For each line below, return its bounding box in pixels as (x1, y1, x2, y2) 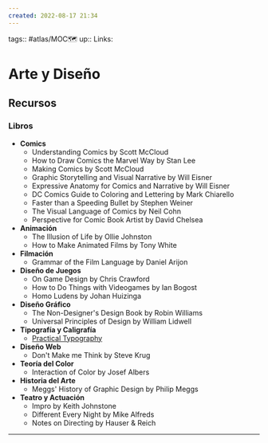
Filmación (19, 249, 53, 258)
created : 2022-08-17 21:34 (8, 11, 98, 20)
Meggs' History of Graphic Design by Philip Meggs (31, 384, 199, 394)
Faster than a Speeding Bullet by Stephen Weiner (31, 198, 194, 207)
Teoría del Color (19, 359, 74, 368)
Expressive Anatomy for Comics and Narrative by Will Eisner (31, 181, 231, 190)
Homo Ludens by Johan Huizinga (31, 291, 142, 300)
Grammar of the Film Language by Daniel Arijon (31, 257, 188, 267)
